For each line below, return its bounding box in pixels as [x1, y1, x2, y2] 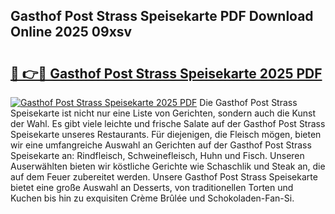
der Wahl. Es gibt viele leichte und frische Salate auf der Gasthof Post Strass [10, 118, 326, 129]
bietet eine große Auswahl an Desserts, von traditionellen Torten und [10, 182, 294, 193]
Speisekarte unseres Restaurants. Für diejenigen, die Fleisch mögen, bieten [10, 129, 322, 140]
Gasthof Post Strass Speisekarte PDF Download [10, 8, 314, 25]
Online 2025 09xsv [10, 24, 133, 41]
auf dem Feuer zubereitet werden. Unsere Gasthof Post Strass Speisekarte [10, 171, 318, 183]
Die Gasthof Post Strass [199, 97, 298, 108]
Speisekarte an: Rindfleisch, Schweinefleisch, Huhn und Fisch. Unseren [10, 150, 305, 161]
